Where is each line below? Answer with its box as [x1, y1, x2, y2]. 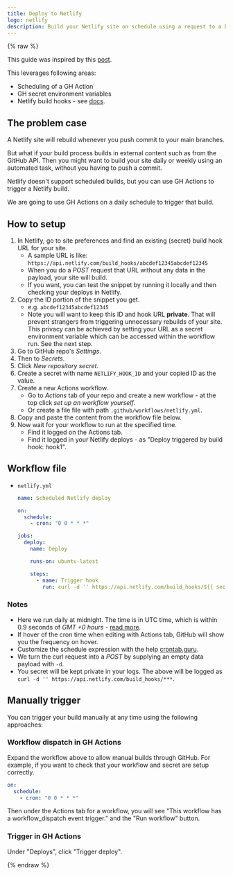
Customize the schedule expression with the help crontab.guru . [17, 645, 199, 653]
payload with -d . [17, 659, 64, 668]
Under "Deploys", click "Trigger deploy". [7, 847, 123, 856]
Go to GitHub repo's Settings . [17, 347, 102, 355]
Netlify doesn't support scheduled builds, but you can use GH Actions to [7, 177, 214, 186]
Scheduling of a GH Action [17, 83, 94, 91]
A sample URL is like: [27, 251, 88, 259]
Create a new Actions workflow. [17, 384, 109, 392]
